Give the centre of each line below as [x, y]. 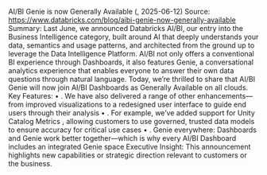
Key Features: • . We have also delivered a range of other [102, 96]
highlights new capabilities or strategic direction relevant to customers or [128, 155]
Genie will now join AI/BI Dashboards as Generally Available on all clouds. [128, 87]
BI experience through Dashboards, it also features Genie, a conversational [131, 62]
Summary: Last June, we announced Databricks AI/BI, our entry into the [126, 28]
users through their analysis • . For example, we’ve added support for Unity [132, 113]
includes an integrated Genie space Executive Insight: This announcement [130, 147]
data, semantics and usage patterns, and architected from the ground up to [132, 45]
